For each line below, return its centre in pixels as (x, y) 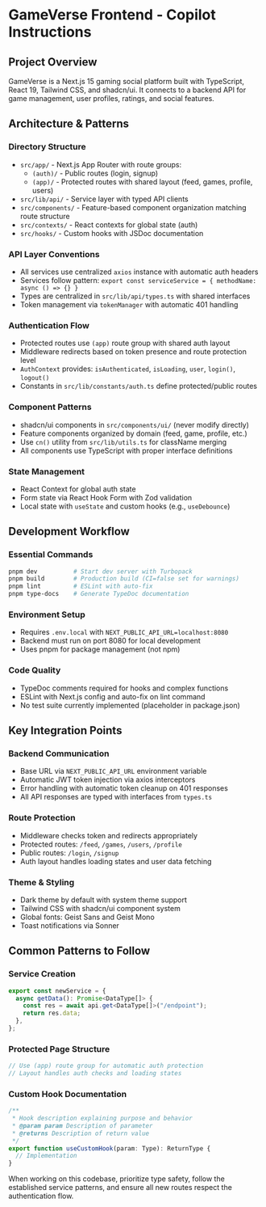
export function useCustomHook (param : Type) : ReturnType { (110, 1148)
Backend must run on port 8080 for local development (110, 641)
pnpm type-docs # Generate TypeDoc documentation (99, 594)
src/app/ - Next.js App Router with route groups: (101, 164)
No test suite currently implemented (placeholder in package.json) (130, 705)
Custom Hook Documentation (68, 1094)
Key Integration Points (65, 730)
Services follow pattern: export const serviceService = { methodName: (138, 280)
